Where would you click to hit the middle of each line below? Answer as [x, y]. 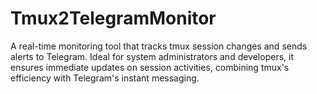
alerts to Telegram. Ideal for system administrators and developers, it [152, 56]
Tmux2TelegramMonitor [113, 18]
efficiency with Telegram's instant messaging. [105, 78]
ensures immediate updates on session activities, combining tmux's [150, 67]
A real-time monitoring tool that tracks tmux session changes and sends [159, 46]
